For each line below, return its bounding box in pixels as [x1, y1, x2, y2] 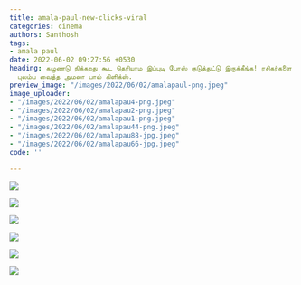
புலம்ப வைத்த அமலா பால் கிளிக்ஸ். [17, 72, 133, 81]
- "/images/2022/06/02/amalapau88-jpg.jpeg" [9, 131, 180, 140]
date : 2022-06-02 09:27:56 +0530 [9, 55, 136, 64]
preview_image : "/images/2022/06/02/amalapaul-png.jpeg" [9, 81, 229, 90]
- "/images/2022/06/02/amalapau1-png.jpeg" [9, 114, 176, 123]
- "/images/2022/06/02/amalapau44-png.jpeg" [9, 123, 180, 132]
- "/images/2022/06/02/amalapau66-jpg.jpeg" [9, 139, 180, 148]
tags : [9, 38, 30, 48]
